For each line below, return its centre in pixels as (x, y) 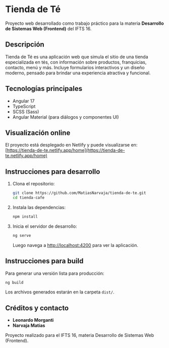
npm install (25, 216)
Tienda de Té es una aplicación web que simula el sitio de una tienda (77, 57)
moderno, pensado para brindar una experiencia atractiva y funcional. (78, 73)
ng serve (22, 235)
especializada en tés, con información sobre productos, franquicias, (76, 62)
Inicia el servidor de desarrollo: (45, 226)
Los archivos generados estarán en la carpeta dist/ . (60, 292)
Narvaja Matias (29, 326)
